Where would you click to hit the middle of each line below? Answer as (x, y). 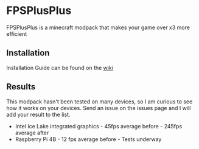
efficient (17, 33)
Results (21, 87)
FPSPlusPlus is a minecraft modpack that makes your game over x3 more (98, 27)
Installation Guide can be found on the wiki (60, 68)
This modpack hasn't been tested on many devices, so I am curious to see (100, 102)
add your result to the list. (38, 114)
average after (32, 133)
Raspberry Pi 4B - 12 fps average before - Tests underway (88, 139)
